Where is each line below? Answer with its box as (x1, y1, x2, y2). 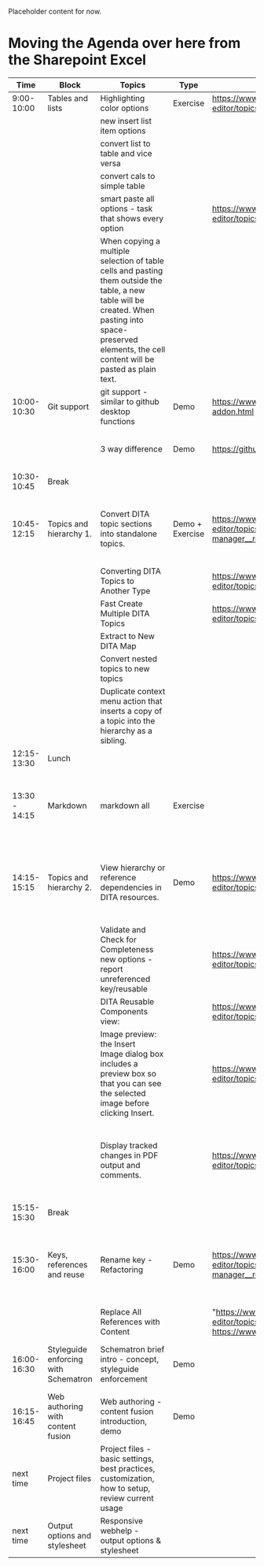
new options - (100, 954, 153, 965)
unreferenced (100, 973, 151, 984)
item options (100, 125, 146, 136)
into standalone (100, 528, 157, 539)
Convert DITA (100, 508, 150, 519)
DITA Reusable (100, 996, 155, 1007)
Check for (100, 934, 137, 945)
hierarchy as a (100, 725, 153, 736)
